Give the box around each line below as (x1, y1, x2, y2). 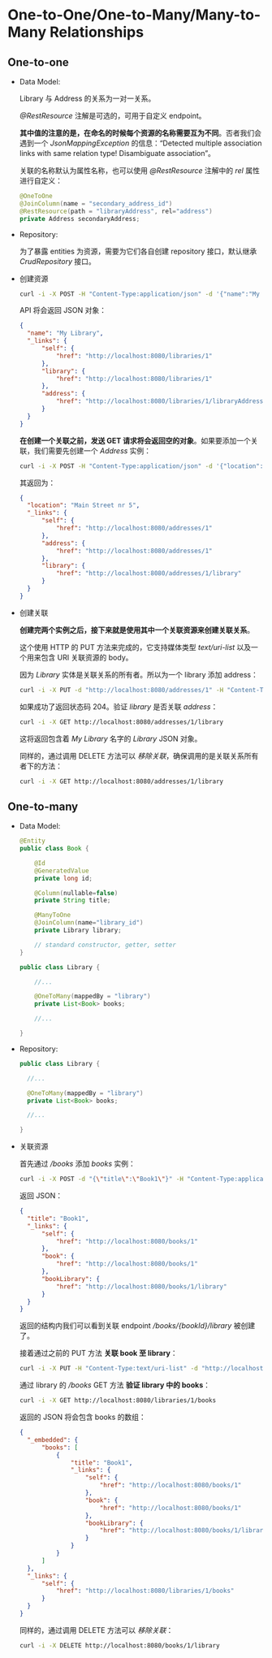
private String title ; (34, 896, 111, 905)
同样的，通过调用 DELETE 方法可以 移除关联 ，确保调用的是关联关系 (19, 751, 244, 760)
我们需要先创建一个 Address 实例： (33, 445, 152, 456)
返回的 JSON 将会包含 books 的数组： (19, 1412, 147, 1422)
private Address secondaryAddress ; (19, 214, 140, 223)
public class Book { (19, 845, 89, 853)
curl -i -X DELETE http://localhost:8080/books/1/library (19, 1641, 220, 1650)
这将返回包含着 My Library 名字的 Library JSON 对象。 (19, 734, 202, 743)
